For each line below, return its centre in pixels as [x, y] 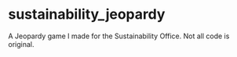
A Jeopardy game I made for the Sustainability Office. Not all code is [119, 36]
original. [21, 44]
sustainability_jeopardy [87, 14]
